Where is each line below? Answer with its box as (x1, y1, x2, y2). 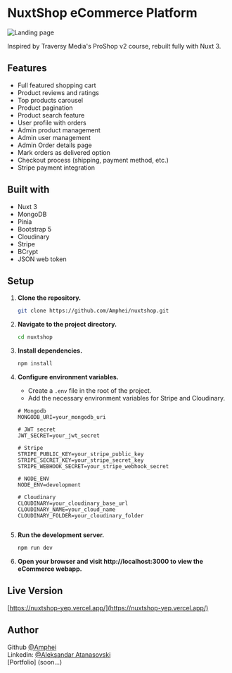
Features (7, 62, 47, 75)
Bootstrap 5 (17, 225, 52, 233)
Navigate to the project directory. (17, 320, 117, 329)
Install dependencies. (17, 346, 83, 355)
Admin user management (17, 133, 91, 141)
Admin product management (17, 125, 101, 134)
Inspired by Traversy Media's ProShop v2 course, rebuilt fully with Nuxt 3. (7, 42, 221, 50)
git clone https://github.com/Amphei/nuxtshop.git (17, 308, 169, 315)
